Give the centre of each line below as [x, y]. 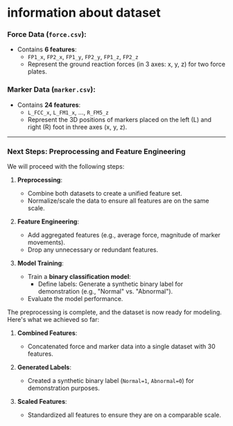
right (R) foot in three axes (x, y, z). [77, 127]
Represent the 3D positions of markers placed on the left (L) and [119, 119]
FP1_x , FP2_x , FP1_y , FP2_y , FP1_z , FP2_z [83, 57]
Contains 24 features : [49, 105]
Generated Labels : [44, 367]
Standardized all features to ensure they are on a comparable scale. [124, 415]
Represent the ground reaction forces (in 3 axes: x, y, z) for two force [126, 65]
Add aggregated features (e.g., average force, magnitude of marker [124, 235]
